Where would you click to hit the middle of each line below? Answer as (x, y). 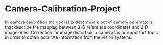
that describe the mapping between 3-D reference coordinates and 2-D (77, 27)
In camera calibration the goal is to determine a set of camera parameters (79, 22)
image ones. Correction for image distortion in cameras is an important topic (81, 32)
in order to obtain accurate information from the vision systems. (69, 37)
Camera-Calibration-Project (63, 9)
